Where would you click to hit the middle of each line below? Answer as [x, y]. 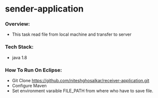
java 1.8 [20, 57]
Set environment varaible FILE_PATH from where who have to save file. [83, 91]
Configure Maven [29, 86]
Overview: [17, 24]
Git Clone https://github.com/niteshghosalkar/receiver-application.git [81, 81]
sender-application [44, 9]
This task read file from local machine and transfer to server [72, 34]
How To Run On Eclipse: [34, 70]
